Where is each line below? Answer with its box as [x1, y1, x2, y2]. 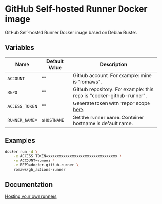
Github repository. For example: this [73, 86, 154, 93]
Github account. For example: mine [73, 72, 152, 79]
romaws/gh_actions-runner [13, 167, 66, 172]
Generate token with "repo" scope [73, 100, 150, 107]
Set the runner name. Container [73, 114, 144, 120]
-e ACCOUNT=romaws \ [13, 158, 55, 163]
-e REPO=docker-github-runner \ [13, 163, 79, 168]
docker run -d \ [5, 149, 38, 154]
